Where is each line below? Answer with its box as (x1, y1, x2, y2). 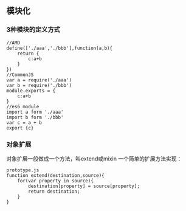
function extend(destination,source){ (6, 172, 105, 178)
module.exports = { (6, 88, 56, 94)
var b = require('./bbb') (6, 82, 72, 88)
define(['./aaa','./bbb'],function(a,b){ (6, 45, 113, 51)
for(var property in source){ (17, 178, 94, 184)
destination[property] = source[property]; (28, 183, 140, 189)
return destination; (28, 188, 80, 195)
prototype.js (6, 167, 40, 173)
